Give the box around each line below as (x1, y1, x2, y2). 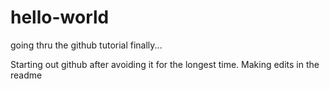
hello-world (10, 6, 110, 29)
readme (10, 69, 43, 81)
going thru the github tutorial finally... (10, 39, 163, 51)
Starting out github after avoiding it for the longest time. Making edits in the (10, 58, 320, 70)
